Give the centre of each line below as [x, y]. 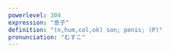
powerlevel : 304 [34, 15]
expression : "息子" [39, 23]
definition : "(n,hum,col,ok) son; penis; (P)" [85, 30]
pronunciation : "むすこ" [47, 37]
